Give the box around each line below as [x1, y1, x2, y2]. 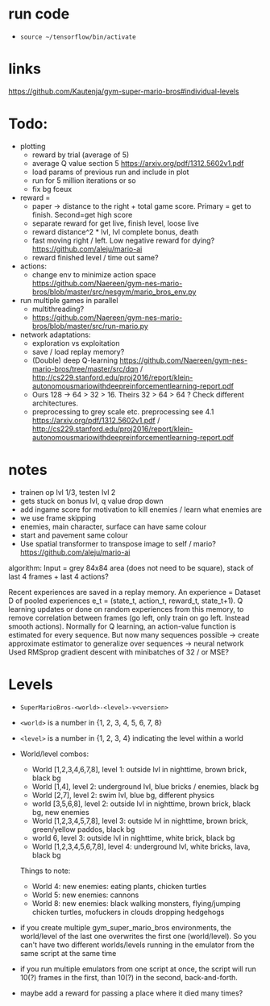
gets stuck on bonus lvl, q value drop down [19, 496, 164, 505]
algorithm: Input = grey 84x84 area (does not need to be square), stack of [8, 563, 254, 572]
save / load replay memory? [31, 347, 125, 356]
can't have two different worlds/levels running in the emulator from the [19, 940, 255, 950]
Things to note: [19, 866, 71, 875]
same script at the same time [19, 948, 117, 958]
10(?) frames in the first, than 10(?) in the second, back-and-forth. [19, 972, 238, 982]
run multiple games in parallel [19, 295, 118, 305]
